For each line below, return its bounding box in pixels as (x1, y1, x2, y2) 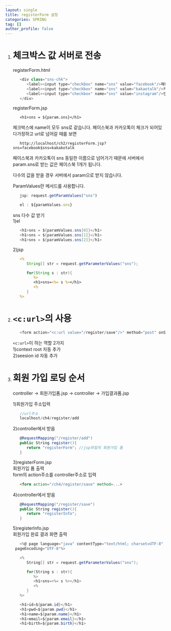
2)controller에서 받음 (12, 426, 55, 432)
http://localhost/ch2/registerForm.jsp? (19, 141, 107, 146)
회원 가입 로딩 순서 (12, 372, 85, 383)
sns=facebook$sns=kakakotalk (12, 146, 75, 151)
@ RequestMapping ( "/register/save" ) (19, 502, 95, 507)
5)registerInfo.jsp (12, 525, 49, 531)
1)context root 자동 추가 (12, 346, 61, 352)
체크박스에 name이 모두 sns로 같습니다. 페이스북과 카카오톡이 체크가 (12, 124, 149, 130)
